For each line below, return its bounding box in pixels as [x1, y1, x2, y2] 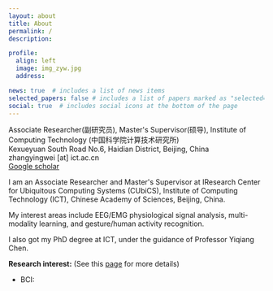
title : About [8, 20, 53, 28]
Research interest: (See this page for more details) [8, 259, 180, 269]
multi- [228, 211, 249, 220]
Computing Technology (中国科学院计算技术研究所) [8, 135, 180, 145]
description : [8, 34, 53, 43]
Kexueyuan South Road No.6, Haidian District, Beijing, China [8, 144, 210, 154]
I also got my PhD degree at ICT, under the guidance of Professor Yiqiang [8, 235, 254, 245]
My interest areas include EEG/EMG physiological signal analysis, [8, 211, 227, 220]
